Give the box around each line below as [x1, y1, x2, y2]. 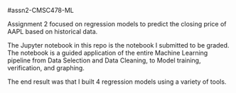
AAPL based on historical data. [7, 28, 98, 35]
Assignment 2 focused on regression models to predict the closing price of [7, 20, 227, 28]
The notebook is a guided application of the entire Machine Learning [7, 49, 208, 57]
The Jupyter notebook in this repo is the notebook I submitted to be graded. [7, 41, 230, 49]
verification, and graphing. [7, 64, 85, 72]
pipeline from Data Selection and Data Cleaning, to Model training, [7, 56, 201, 65]
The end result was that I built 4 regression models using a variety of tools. [7, 77, 227, 86]
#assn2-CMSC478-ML [7, 6, 75, 14]
